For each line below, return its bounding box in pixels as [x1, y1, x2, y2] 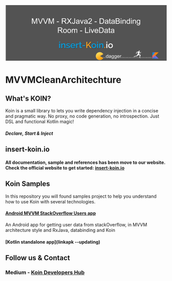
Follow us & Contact [5, 253, 70, 262]
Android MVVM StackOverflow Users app [5, 210, 96, 217]
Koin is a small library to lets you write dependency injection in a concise [5, 108, 159, 114]
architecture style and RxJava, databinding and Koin [5, 227, 115, 233]
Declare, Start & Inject [5, 130, 53, 136]
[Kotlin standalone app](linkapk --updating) [5, 239, 101, 245]
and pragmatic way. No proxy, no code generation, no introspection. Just [5, 113, 160, 120]
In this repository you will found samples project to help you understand [5, 193, 157, 199]
